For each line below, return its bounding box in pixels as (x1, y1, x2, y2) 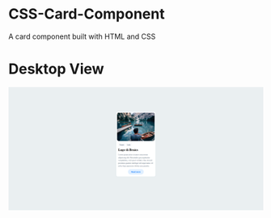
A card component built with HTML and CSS (8, 31, 156, 41)
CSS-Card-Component (8, 5, 165, 23)
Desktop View (8, 60, 104, 78)
